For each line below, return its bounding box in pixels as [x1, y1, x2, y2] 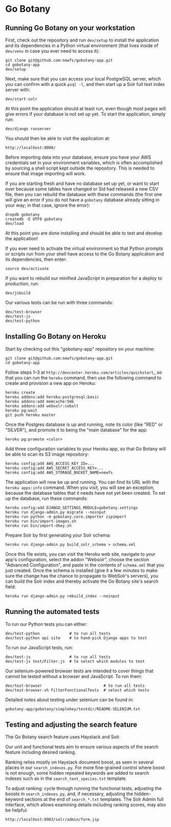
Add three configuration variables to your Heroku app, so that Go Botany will [5, 446, 166, 452]
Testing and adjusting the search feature [5, 720, 138, 729]
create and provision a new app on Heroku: [5, 380, 96, 386]
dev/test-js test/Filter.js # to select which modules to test [5, 659, 145, 664]
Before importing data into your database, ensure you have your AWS [5, 154, 152, 160]
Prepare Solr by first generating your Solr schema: [5, 532, 111, 538]
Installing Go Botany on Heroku [5, 332, 106, 341]
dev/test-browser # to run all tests [5, 683, 145, 688]
